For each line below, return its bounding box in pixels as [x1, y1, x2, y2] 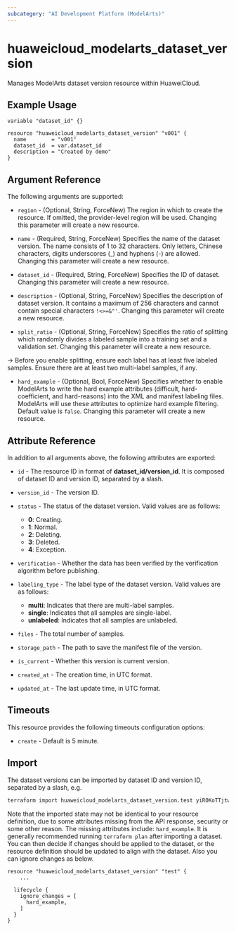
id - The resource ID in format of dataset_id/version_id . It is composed [17, 467, 225, 475]
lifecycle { [13, 886, 49, 893]
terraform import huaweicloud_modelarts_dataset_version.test [7, 797, 193, 804]
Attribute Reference [7, 435, 96, 447]
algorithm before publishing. [17, 566, 100, 575]
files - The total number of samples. [17, 630, 125, 638]
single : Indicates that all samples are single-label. [27, 608, 172, 617]
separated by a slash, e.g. [7, 783, 82, 791]
